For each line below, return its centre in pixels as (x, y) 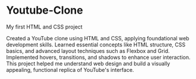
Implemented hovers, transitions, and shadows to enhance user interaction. (99, 57)
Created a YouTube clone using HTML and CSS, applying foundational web (98, 38)
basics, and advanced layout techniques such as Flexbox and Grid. (88, 50)
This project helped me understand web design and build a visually (88, 64)
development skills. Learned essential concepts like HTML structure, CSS (96, 45)
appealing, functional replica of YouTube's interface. (70, 69)
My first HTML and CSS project (45, 27)
